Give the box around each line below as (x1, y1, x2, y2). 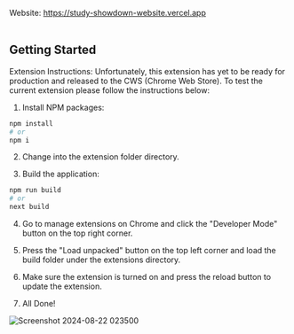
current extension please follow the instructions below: (9, 84, 211, 96)
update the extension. (21, 281, 102, 291)
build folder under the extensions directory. (21, 254, 181, 265)
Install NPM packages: (21, 102, 105, 113)
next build (9, 203, 50, 212)
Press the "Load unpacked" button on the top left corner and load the (21, 245, 277, 256)
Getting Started (9, 43, 97, 58)
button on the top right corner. (21, 228, 133, 238)
